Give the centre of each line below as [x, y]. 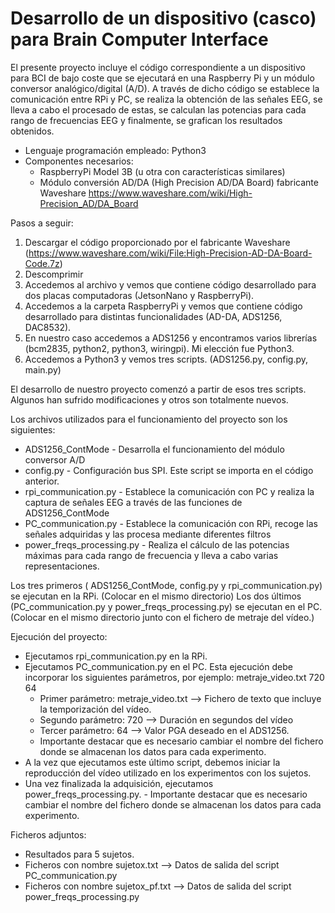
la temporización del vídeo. [95, 709]
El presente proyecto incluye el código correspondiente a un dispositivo [158, 67]
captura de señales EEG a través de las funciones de [133, 502]
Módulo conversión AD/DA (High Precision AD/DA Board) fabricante [179, 182]
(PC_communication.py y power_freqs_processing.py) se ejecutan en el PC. [166, 606]
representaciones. [62, 566]
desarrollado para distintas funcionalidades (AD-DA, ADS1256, [153, 316]
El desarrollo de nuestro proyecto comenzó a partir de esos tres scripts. [158, 389]
